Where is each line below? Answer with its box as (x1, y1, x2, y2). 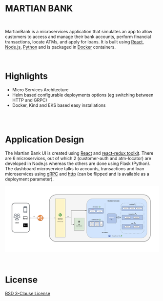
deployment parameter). (5, 176, 54, 182)
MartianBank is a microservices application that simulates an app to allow (5, 28, 153, 34)
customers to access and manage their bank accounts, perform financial (5, 34, 151, 40)
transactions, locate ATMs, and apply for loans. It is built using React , (5, 39, 144, 44)
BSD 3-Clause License (5, 290, 50, 296)
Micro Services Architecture (12, 86, 69, 93)
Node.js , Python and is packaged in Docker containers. (5, 44, 116, 50)
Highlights (5, 71, 48, 82)
